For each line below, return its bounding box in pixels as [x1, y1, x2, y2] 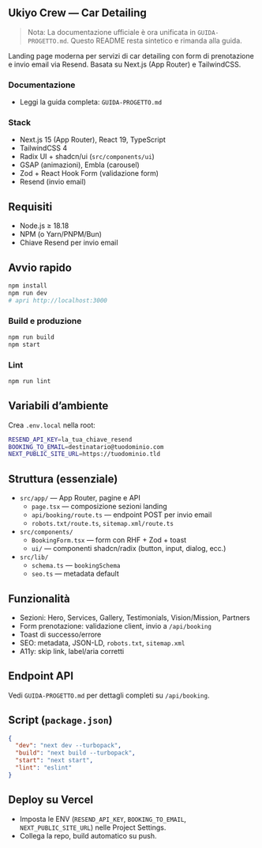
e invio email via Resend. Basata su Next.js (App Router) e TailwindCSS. [8, 59, 241, 69]
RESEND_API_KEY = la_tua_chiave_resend [8, 435, 133, 443]
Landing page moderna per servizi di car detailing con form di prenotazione [8, 51, 254, 60]
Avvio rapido [8, 260, 73, 274]
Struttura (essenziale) [8, 472, 118, 485]
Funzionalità [8, 591, 70, 605]
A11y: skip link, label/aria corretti [19, 646, 125, 656]
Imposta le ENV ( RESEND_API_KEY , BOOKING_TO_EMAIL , [19, 814, 187, 823]
